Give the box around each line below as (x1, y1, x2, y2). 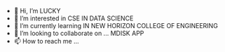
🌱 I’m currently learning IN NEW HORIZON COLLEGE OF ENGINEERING (13, 22, 219, 30)
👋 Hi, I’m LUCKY (13, 7, 61, 15)
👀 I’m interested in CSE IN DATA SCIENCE (13, 14, 134, 22)
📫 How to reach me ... (13, 37, 79, 45)
